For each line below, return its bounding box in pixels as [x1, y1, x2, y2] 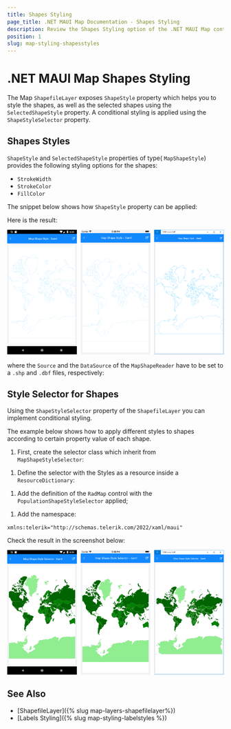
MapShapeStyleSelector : [16, 455, 85, 463]
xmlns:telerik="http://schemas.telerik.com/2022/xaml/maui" [7, 524, 184, 531]
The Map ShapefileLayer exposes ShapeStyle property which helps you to [7, 94, 217, 102]
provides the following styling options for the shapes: [7, 161, 158, 169]
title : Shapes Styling [7, 11, 72, 18]
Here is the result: [7, 216, 58, 224]
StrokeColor [16, 183, 52, 190]
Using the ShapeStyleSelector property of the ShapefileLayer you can [7, 407, 205, 415]
